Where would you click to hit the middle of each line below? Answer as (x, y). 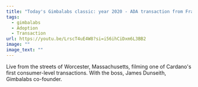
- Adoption (25, 28)
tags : (13, 17)
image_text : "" (25, 50)
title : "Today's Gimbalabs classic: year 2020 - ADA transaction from (95, 11)
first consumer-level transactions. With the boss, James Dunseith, (86, 73)
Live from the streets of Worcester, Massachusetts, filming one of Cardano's (99, 66)
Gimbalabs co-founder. (34, 79)
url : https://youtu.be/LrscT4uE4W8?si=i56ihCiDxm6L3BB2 (76, 39)
